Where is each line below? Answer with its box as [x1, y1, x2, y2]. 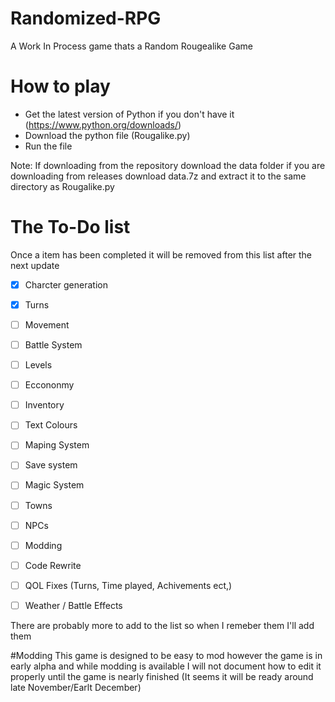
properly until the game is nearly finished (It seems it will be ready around [10, 670, 314, 682]
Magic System [24, 479, 85, 491]
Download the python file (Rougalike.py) [24, 129, 191, 141]
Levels [24, 359, 53, 371]
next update [10, 259, 60, 271]
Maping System [24, 439, 90, 451]
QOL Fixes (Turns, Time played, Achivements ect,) [24, 579, 233, 591]
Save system [24, 459, 78, 471]
